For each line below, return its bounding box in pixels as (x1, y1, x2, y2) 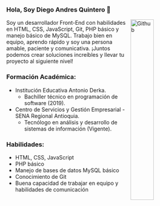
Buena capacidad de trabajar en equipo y (15, 179, 119, 187)
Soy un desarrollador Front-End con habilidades (6, 19, 126, 27)
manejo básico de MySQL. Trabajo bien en (6, 32, 113, 39)
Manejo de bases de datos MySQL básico (15, 166, 119, 174)
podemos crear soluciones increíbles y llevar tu (6, 51, 124, 59)
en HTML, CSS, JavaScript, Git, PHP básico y (6, 25, 119, 33)
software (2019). (24, 99, 65, 106)
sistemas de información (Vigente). (24, 125, 112, 132)
